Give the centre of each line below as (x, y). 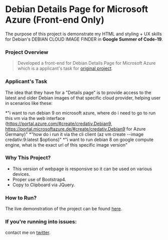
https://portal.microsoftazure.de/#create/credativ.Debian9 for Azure (75, 129)
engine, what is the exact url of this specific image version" (66, 145)
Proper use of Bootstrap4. (39, 179)
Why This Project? (28, 158)
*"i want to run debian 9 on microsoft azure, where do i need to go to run (80, 113)
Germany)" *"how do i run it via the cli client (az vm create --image (74, 134)
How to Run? (21, 198)
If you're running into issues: (41, 222)
